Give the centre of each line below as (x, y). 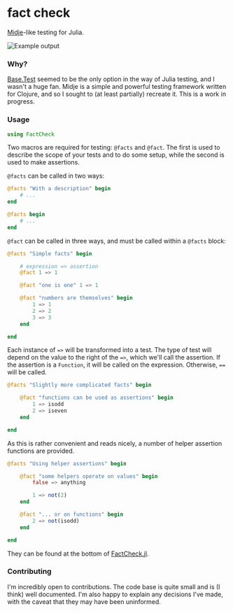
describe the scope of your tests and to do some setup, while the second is (116, 155)
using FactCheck (31, 134)
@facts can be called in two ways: (56, 176)
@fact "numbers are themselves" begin (76, 298)
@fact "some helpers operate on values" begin (89, 476)
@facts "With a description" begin (59, 189)
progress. (21, 101)
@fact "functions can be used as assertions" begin (97, 398)
